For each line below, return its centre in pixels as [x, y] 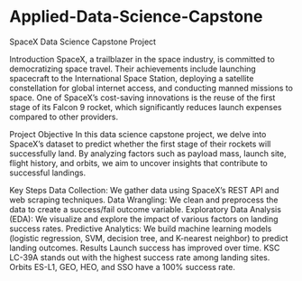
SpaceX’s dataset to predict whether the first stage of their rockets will [140, 144]
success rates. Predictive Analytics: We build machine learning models [141, 229]
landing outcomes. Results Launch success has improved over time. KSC [145, 248]
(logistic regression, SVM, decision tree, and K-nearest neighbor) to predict [149, 238]
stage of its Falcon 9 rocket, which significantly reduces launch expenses [146, 107]
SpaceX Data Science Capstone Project [82, 42]
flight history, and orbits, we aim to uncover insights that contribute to [139, 163]
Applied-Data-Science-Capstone [136, 17]
